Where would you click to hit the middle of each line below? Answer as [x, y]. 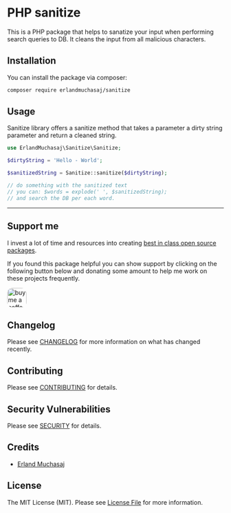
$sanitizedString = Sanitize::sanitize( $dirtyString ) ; [87, 173]
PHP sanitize [44, 13]
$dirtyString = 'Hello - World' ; [55, 161]
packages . [22, 250]
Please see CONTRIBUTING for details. [63, 388]
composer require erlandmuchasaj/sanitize [69, 90]
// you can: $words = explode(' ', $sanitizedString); [87, 192]
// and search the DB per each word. [61, 198]
